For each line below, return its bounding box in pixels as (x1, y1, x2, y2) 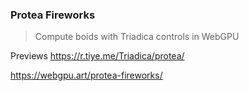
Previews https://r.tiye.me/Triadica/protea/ (10, 50, 185, 62)
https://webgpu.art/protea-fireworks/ (10, 69, 163, 82)
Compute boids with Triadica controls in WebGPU (34, 31, 240, 43)
